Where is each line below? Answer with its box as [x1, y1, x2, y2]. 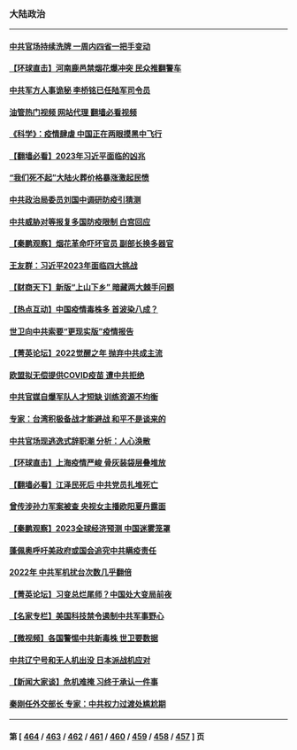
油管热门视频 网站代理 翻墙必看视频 [9, 106, 137, 117]
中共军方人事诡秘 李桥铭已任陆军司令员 [9, 85, 151, 96]
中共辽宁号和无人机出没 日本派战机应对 [9, 654, 151, 665]
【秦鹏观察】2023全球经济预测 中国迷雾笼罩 [9, 522, 171, 533]
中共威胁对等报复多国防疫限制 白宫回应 [9, 216, 151, 227]
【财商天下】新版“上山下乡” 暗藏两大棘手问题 [9, 282, 175, 293]
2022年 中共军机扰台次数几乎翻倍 [9, 567, 133, 577]
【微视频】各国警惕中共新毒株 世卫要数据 [9, 632, 159, 643]
